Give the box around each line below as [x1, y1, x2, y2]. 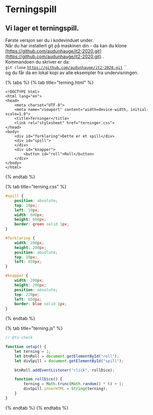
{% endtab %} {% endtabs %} [5, 405, 69, 411]
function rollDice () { [14, 377, 63, 382]
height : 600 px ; [14, 217, 47, 222]
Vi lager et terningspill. [5, 24, 79, 33]
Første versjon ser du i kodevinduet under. [5, 37, 94, 43]
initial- [130, 107, 149, 112]
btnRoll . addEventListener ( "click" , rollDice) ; [14, 367, 115, 373]
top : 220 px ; [14, 292, 40, 297]
